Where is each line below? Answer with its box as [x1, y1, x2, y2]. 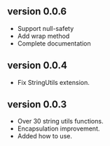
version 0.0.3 [7, 98, 67, 111]
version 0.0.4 [7, 60, 68, 72]
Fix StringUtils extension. [17, 78, 90, 86]
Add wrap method [17, 32, 70, 40]
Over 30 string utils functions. [17, 117, 104, 126]
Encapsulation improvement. [17, 124, 100, 133]
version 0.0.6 [7, 6, 67, 18]
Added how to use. [17, 132, 72, 140]
